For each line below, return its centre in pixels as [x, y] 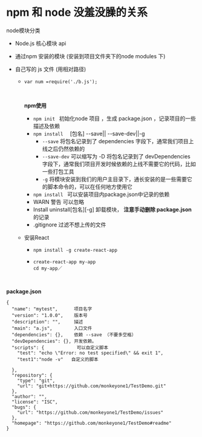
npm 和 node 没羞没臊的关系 [77, 12]
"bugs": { [24, 407]
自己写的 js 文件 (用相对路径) [50, 69]
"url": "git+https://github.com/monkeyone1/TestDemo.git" [92, 386]
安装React [37, 237]
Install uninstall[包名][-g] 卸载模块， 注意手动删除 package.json [112, 209]
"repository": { [32, 375]
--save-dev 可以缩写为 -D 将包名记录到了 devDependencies [116, 156]
